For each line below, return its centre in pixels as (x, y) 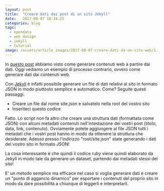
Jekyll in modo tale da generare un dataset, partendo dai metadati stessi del (82, 158)
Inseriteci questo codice (36, 109)
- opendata (20, 32)
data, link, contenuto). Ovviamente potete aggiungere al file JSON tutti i (77, 128)
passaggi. (15, 94)
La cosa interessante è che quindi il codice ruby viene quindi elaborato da (79, 153)
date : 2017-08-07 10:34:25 (35, 18)
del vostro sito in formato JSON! (37, 144)
